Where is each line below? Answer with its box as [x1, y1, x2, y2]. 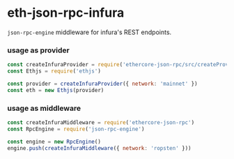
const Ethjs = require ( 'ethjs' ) [7, 68, 101, 75]
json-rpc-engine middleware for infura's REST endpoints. [7, 28, 172, 36]
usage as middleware [7, 103, 81, 113]
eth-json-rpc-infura [7, 5, 125, 21]
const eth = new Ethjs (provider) [7, 86, 104, 93]
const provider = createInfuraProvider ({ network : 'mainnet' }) [7, 80, 198, 87]
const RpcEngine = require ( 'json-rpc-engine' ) [7, 126, 145, 132]
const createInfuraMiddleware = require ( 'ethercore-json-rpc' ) [7, 119, 195, 126]
